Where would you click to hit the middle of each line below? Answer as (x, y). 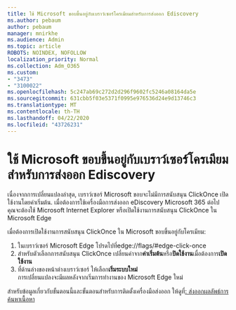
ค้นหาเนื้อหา (21, 299)
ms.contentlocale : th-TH (44, 112)
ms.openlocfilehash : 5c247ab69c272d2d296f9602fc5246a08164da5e (102, 92)
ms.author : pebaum (34, 20)
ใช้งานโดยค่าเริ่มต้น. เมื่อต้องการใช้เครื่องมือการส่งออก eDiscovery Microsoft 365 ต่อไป (113, 202)
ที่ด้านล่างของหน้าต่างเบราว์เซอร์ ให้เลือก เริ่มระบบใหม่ (78, 269)
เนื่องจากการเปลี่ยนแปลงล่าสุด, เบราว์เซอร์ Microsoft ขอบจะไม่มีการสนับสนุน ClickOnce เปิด (118, 194)
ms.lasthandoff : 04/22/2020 (48, 118)
